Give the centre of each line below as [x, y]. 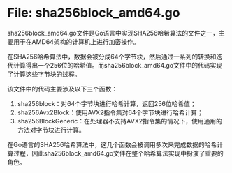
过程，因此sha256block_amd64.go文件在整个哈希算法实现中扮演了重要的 [118, 153]
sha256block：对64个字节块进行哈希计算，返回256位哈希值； [107, 103]
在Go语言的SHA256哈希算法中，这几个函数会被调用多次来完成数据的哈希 [112, 144]
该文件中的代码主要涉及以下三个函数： [62, 89]
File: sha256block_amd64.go [94, 13]
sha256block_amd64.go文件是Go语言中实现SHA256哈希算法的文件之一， [113, 33]
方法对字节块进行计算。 [51, 130]
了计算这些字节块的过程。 [44, 74]
